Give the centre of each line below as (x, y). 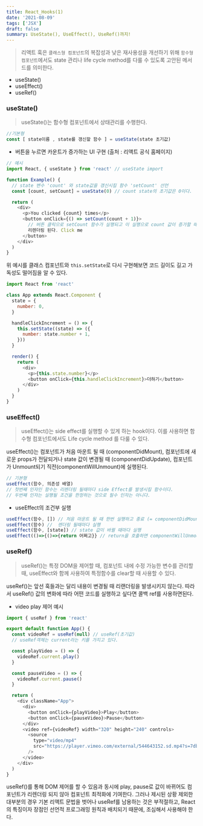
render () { (25, 357)
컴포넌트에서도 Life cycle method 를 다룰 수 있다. (91, 439)
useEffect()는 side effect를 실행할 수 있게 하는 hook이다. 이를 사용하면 (105, 431)
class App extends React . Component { (54, 295)
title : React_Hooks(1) (35, 12)
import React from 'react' (40, 284)
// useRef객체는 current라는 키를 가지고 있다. (65, 640)
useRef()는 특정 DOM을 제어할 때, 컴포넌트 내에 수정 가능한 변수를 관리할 (107, 565)
